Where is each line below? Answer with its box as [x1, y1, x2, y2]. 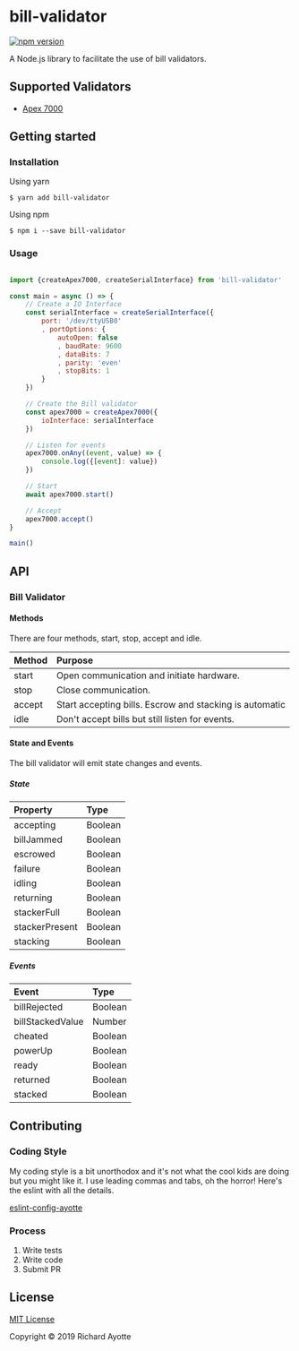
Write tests [21, 1245, 63, 1255]
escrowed [13, 848, 56, 861]
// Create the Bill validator [25, 400, 139, 409]
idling [13, 877, 38, 890]
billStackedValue [13, 1015, 84, 1028]
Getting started [9, 129, 97, 144]
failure [13, 863, 40, 875]
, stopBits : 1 [56, 366, 110, 375]
